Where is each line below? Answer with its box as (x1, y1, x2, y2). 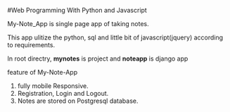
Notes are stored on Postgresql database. (17, 97, 139, 105)
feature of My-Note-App (7, 68, 78, 76)
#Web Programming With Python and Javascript (7, 6, 148, 14)
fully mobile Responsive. (17, 82, 89, 90)
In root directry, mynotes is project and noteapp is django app (7, 54, 189, 63)
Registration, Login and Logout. (17, 89, 109, 97)
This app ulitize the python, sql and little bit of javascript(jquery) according (7, 33, 224, 42)
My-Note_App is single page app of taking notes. (7, 20, 149, 27)
